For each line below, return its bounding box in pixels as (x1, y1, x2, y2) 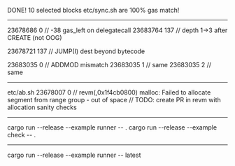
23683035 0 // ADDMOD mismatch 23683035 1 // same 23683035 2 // (7, 61, 212, 69)
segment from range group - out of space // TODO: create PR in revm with (7, 96, 222, 104)
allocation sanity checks (7, 103, 77, 111)
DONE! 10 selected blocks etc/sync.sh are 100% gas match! (7, 6, 180, 14)
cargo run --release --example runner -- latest (7, 151, 141, 159)
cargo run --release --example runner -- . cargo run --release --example (7, 123, 218, 132)
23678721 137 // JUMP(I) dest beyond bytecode (7, 47, 145, 55)
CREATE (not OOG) (7, 34, 62, 41)
